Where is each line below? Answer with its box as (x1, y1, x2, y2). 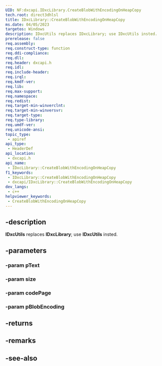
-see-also (5, 354, 38, 362)
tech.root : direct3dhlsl (5, 12, 59, 17)
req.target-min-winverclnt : (5, 103, 66, 108)
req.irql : (5, 75, 27, 80)
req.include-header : (5, 70, 50, 75)
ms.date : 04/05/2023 (5, 22, 50, 27)
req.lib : (5, 84, 24, 89)
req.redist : (5, 98, 31, 103)
